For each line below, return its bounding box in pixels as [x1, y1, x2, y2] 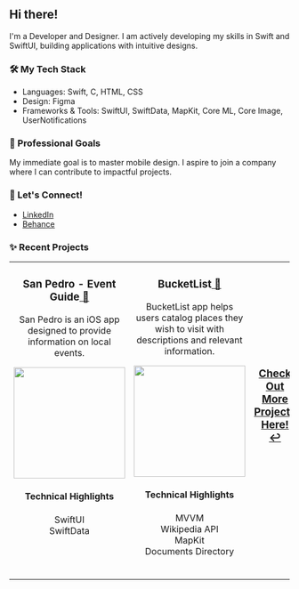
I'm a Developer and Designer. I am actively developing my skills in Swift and [9, 30, 290, 41]
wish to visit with [154, 322, 225, 335]
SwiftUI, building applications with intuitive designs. [9, 40, 198, 51]
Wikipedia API [160, 522, 219, 535]
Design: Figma [21, 96, 76, 107]
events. [53, 346, 85, 359]
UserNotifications [21, 115, 87, 125]
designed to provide [28, 324, 111, 336]
